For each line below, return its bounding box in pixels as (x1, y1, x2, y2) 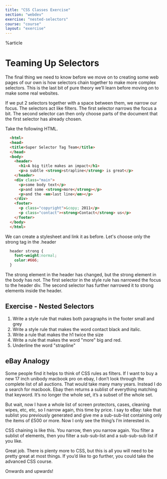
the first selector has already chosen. (5, 116, 82, 122)
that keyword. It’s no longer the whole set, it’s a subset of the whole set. (5, 391, 153, 397)
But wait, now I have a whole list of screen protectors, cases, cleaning (5, 401, 149, 408)
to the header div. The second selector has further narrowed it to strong (5, 282, 154, 288)
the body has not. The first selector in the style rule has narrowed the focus (5, 277, 161, 283)
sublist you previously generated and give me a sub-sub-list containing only (5, 412, 162, 418)
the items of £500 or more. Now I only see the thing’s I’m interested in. (5, 417, 150, 423)
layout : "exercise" (5, 26, 46, 31)
